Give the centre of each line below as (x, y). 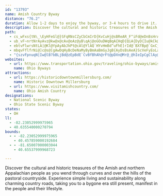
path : (10, 32)
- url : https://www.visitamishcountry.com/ (54, 86)
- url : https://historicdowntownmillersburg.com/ (60, 77)
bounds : (13, 132)
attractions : (18, 73)
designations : (19, 95)
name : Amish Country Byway (32, 14)
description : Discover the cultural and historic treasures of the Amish (81, 28)
